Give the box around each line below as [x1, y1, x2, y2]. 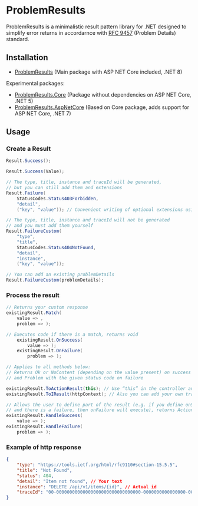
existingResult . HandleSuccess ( [6, 413, 83, 419]
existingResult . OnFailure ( [16, 348, 83, 354]
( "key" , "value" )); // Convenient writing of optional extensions [16, 207, 183, 213]
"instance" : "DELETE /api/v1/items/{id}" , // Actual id [16, 484, 157, 490]
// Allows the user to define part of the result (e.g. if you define [6, 402, 183, 408]
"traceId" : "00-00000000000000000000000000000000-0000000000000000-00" [16, 490, 196, 495]
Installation [6, 52, 48, 62]
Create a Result [6, 145, 51, 153]
